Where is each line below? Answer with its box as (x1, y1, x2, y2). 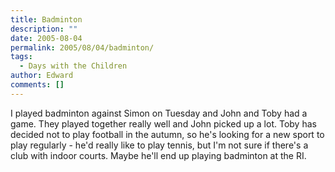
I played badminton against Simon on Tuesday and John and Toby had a (10, 107, 308, 119)
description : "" (10, 24, 78, 34)
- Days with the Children (19, 61, 128, 71)
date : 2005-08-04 (10, 33, 83, 43)
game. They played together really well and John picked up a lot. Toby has (10, 117, 317, 130)
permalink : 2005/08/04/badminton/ (10, 42, 155, 53)
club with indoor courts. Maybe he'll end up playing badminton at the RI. (10, 149, 307, 161)
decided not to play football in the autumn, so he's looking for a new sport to (10, 128, 325, 140)
